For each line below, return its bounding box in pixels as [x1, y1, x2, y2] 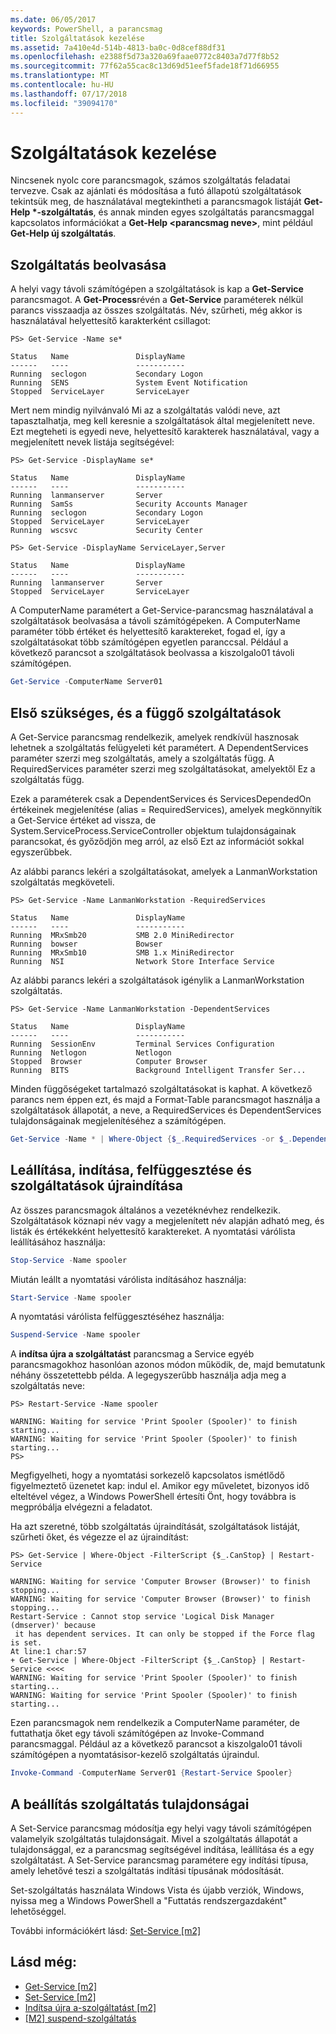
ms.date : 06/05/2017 [10, 14, 97, 25]
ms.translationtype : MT [10, 71, 110, 81]
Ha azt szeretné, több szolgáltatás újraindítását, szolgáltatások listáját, [10, 1521, 301, 1533]
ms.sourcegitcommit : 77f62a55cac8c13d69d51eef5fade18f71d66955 [10, 61, 280, 71]
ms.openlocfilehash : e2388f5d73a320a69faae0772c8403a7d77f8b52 [10, 52, 280, 62]
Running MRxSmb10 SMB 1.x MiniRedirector [10, 947, 235, 958]
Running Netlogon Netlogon [10, 1047, 172, 1058]
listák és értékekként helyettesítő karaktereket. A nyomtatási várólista [10, 1225, 296, 1237]
